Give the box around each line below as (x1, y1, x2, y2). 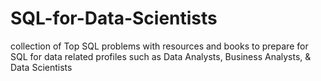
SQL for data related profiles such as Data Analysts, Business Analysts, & (10, 50, 312, 62)
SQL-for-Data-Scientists (10, 7, 218, 30)
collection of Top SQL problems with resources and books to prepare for (10, 40, 309, 52)
